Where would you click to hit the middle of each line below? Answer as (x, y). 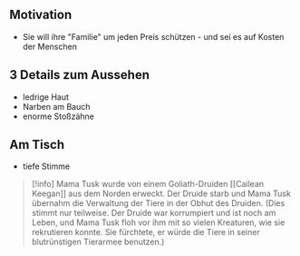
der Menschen (49, 46)
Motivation (41, 15)
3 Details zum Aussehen (79, 75)
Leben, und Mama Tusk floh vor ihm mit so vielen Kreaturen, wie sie (158, 222)
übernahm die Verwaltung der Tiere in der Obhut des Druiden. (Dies (158, 203)
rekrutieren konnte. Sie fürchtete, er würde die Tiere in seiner (145, 232)
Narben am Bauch (56, 106)
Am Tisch (37, 145)
